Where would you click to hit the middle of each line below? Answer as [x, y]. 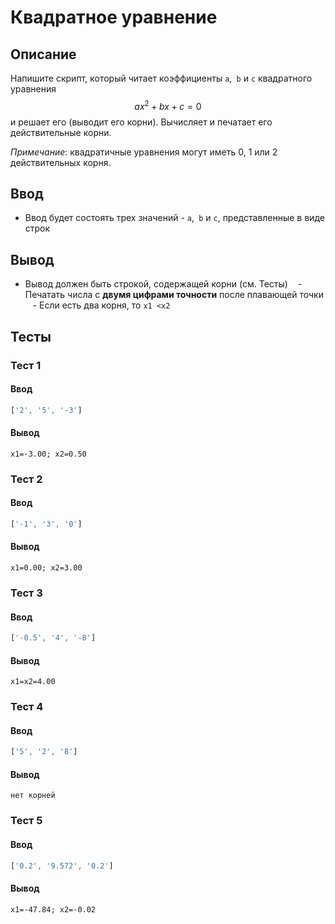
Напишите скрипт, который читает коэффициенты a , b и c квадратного [161, 78]
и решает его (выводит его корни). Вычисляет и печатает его [141, 122]
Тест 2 [26, 479]
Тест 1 [26, 365]
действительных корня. [61, 162]
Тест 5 [26, 821]
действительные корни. [61, 132]
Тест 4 [27, 707]
